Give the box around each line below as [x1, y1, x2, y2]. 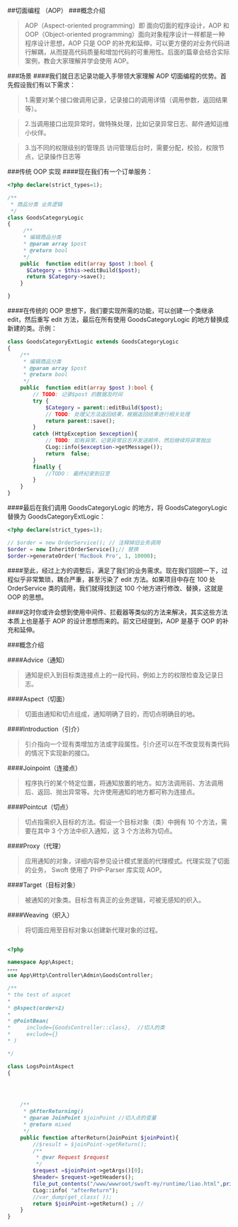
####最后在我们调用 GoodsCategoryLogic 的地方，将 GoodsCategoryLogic [7, 504, 228, 511]
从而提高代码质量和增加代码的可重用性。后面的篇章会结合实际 [49, 48, 230, 56]
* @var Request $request [35, 1154, 110, 1161]
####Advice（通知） [7, 655, 69, 664]
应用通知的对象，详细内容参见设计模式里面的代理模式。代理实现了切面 [24, 856, 230, 865]
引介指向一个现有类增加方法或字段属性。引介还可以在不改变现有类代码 [24, 740, 230, 748]
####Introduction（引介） [7, 725, 84, 733]
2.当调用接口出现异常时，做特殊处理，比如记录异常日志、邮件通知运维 [24, 120, 229, 128]
